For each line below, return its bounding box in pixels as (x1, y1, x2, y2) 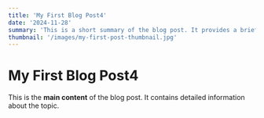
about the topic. (8, 101, 60, 110)
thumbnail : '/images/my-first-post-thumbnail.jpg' (8, 33, 178, 41)
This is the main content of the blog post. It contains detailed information (8, 93, 245, 102)
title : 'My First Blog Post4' (8, 11, 108, 20)
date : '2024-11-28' (8, 19, 72, 27)
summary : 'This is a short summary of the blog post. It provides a (8, 26, 237, 34)
